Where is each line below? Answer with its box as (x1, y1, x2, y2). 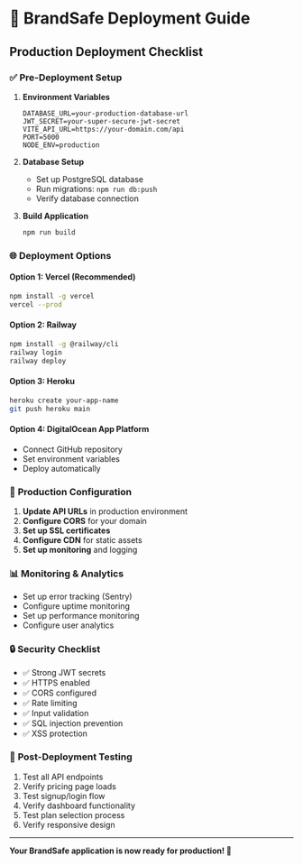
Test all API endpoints (22, 771, 104, 782)
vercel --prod (9, 299, 63, 309)
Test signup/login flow (22, 790, 106, 801)
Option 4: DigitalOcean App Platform (9, 424, 150, 434)
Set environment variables (22, 453, 120, 464)
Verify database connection (35, 193, 140, 204)
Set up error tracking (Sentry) (22, 591, 133, 603)
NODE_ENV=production (22, 140, 100, 150)
